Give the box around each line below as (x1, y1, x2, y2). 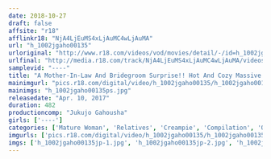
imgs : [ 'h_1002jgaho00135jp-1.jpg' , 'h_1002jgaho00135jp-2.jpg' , (8, 138, 232, 147)
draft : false (8, 19, 52, 27)
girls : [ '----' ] (8, 116, 63, 124)
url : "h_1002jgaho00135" (8, 42, 92, 50)
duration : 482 (8, 101, 56, 109)
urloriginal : (8, 49, 52, 57)
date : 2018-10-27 (8, 11, 67, 20)
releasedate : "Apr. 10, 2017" (8, 94, 110, 102)
